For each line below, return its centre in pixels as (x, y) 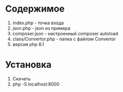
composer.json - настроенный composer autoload (65, 33)
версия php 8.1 (28, 44)
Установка (28, 65)
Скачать (21, 78)
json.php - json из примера (41, 28)
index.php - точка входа (38, 23)
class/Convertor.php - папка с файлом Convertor (64, 39)
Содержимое (35, 9)
